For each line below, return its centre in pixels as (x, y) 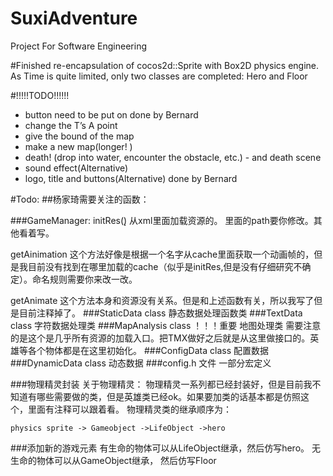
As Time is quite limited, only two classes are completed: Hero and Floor (159, 76)
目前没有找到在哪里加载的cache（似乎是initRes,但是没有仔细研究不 (165, 266)
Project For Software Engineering (78, 46)
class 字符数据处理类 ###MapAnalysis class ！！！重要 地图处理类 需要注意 (166, 325)
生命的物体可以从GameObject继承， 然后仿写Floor (113, 460)
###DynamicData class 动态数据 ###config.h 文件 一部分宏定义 (141, 363)
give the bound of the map (79, 136)
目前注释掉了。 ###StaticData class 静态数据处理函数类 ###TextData (160, 313)
